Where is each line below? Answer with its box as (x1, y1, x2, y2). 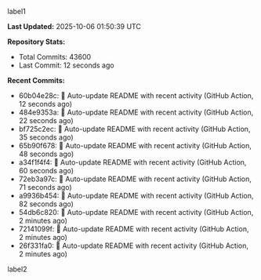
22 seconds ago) (18, 116, 74, 125)
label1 (7, 7, 27, 16)
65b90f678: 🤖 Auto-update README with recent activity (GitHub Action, (18, 141, 252, 150)
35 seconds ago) (18, 133, 74, 142)
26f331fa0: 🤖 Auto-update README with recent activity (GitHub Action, (18, 241, 248, 250)
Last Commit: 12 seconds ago (18, 60, 114, 70)
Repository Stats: (7, 37, 66, 46)
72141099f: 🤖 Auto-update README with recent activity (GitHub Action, (18, 224, 249, 234)
